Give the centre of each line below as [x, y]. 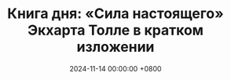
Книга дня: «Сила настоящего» [115, 14]
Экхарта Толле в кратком [115, 30]
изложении [115, 47]
